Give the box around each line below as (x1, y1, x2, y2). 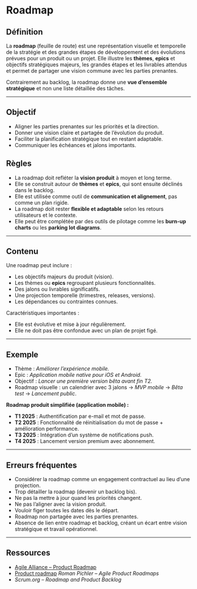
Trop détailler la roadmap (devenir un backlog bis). (14, 488, 137, 495)
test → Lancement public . (14, 390, 77, 397)
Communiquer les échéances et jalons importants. (14, 141, 137, 148)
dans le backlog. (14, 186, 55, 193)
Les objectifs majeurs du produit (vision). (14, 273, 114, 280)
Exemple (6, 349, 39, 359)
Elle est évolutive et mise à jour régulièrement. (14, 321, 126, 328)
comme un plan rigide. (14, 199, 69, 206)
